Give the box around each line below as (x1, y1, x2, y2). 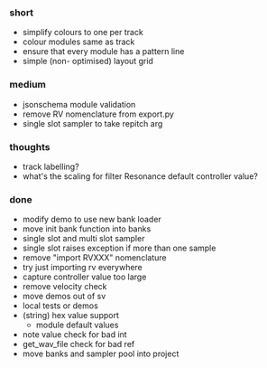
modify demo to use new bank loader (22, 214, 162, 225)
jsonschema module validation (22, 99, 136, 109)
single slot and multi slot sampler (22, 233, 145, 244)
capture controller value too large (22, 271, 147, 282)
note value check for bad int (22, 329, 128, 340)
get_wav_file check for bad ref (22, 339, 135, 350)
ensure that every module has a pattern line (22, 46, 185, 57)
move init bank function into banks (22, 223, 152, 234)
